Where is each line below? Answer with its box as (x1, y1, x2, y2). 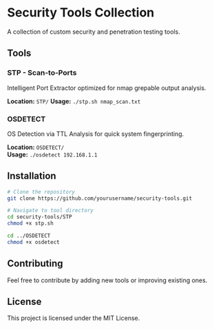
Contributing (7, 258, 63, 269)
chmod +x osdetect (7, 238, 60, 245)
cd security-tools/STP (7, 214, 72, 220)
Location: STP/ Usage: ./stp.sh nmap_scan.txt (7, 97, 141, 105)
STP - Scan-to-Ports (7, 68, 77, 78)
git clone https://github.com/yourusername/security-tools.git (7, 194, 193, 202)
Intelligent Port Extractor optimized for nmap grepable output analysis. (7, 84, 206, 92)
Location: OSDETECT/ (7, 143, 65, 151)
